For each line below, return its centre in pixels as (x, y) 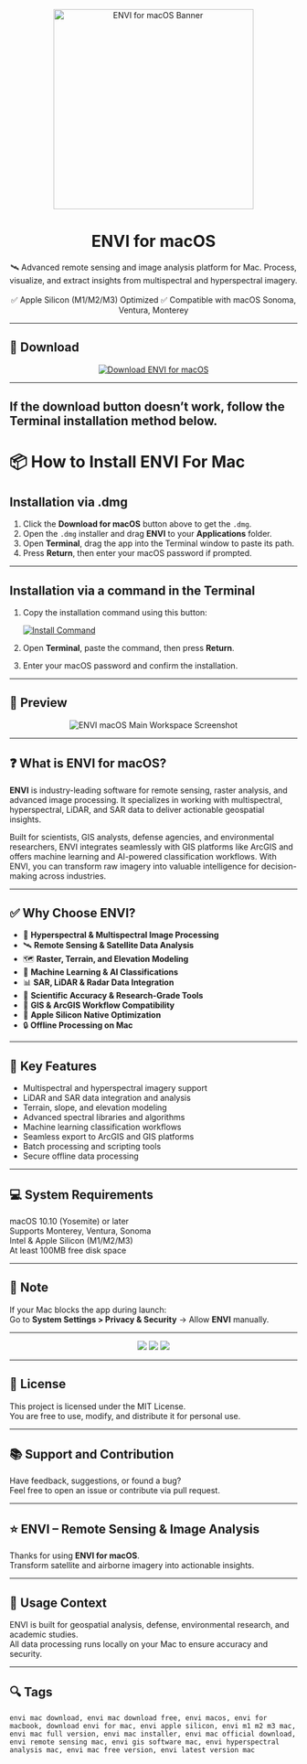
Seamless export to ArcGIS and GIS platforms (108, 1137)
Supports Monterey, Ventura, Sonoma (80, 1231)
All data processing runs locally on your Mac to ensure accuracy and (139, 1644)
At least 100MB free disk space (68, 1251)
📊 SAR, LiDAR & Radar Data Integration (98, 982)
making (24, 876)
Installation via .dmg (69, 502)
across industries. (73, 876)
